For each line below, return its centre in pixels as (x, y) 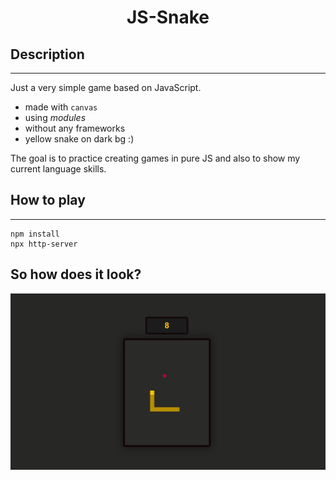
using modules (55, 117)
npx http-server (44, 244)
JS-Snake (168, 17)
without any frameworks (75, 128)
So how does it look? (76, 274)
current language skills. (58, 169)
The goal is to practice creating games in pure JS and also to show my (155, 158)
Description (47, 54)
